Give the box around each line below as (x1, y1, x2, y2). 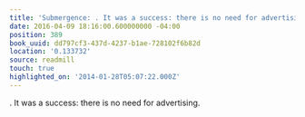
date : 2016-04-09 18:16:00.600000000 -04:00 (9, 22, 181, 31)
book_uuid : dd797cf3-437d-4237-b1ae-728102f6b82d (9, 38, 202, 48)
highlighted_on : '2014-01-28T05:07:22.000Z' (9, 73, 181, 82)
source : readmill (9, 55, 75, 64)
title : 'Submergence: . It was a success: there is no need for (9, 13, 258, 23)
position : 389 (9, 30, 64, 39)
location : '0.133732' (9, 47, 92, 56)
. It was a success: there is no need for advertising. (9, 97, 201, 108)
